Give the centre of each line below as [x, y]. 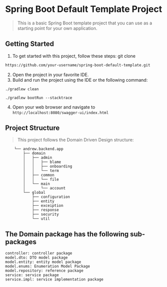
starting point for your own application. [57, 28]
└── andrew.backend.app [39, 149]
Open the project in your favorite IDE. [50, 74]
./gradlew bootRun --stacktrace [39, 98]
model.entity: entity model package [43, 262]
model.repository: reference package [44, 271]
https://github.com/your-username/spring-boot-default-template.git [78, 65]
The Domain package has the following [67, 234]
